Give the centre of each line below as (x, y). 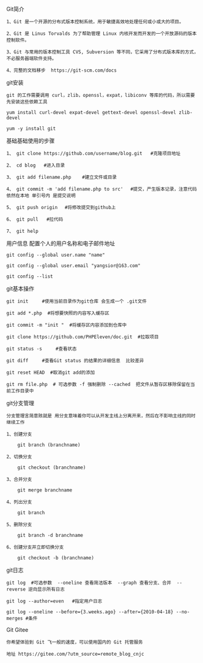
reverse (16, 589)
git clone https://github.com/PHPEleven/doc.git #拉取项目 (83, 337)
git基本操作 (20, 289)
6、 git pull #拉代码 (35, 219)
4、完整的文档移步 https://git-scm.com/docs (62, 70)
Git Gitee (17, 630)
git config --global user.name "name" (56, 255)
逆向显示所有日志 (47, 589)
